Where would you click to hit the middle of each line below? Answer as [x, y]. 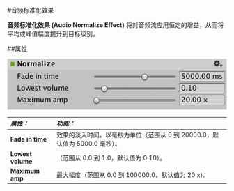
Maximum [25, 171]
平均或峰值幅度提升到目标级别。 [53, 34]
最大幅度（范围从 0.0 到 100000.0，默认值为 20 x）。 [133, 175]
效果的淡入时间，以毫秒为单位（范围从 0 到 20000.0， [135, 135]
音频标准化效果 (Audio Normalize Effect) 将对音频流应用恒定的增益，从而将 [116, 25]
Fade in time [29, 139]
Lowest [21, 154]
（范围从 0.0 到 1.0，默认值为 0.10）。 [111, 158]
